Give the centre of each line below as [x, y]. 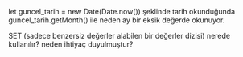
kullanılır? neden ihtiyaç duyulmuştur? [71, 44]
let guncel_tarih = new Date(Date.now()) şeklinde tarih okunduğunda [122, 12]
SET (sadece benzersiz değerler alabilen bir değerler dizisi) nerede [119, 36]
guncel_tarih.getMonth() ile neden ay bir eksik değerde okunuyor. [117, 20]
